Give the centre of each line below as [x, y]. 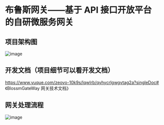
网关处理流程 [24, 105]
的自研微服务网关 [40, 22]
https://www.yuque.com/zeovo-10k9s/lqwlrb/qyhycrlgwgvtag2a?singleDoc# [82, 82]
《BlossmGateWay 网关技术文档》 [38, 88]
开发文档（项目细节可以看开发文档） [60, 71]
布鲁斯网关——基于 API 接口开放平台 [79, 10]
